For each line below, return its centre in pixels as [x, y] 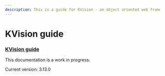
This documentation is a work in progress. [48, 60]
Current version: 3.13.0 [28, 70]
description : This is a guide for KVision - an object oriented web [77, 10]
